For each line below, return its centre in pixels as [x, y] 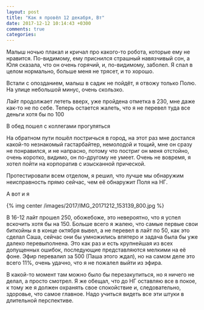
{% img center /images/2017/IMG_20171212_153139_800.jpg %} [85, 206]
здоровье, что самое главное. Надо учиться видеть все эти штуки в [95, 294]
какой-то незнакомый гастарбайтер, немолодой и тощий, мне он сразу [100, 144]
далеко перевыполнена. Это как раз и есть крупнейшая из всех [90, 244]
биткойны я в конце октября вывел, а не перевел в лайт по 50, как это [98, 231]
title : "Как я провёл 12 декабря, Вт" [55, 18]
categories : [21, 35]
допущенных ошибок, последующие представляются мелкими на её [96, 250]
